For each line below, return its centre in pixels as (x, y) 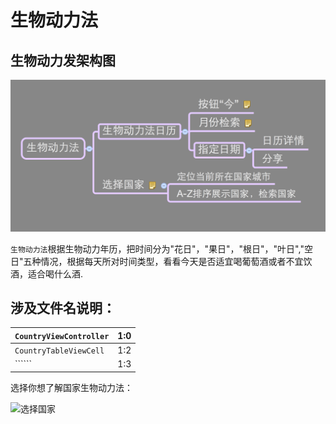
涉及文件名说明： (63, 308)
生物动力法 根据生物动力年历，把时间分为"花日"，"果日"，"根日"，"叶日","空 (161, 248)
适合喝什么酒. (55, 273)
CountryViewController (62, 336)
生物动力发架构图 (63, 60)
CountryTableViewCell (59, 351)
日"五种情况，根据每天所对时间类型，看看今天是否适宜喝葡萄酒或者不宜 (157, 261)
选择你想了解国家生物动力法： (71, 387)
